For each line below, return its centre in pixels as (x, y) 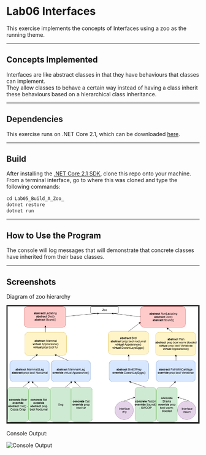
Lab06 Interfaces (51, 11)
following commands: (33, 187)
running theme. (25, 34)
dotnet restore (26, 205)
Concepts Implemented (52, 60)
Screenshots (31, 282)
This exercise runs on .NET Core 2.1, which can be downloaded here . (93, 134)
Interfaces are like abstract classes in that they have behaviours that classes (103, 74)
